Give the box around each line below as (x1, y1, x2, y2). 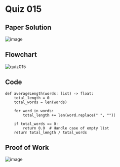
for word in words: (14, 108, 54, 113)
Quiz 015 (5, 3, 42, 15)
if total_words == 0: (14, 121, 58, 126)
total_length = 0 (14, 95, 50, 100)
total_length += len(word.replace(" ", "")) (23, 113, 116, 118)
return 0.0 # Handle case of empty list (23, 125, 110, 130)
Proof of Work (5, 143, 49, 152)
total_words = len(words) (14, 100, 68, 105)
